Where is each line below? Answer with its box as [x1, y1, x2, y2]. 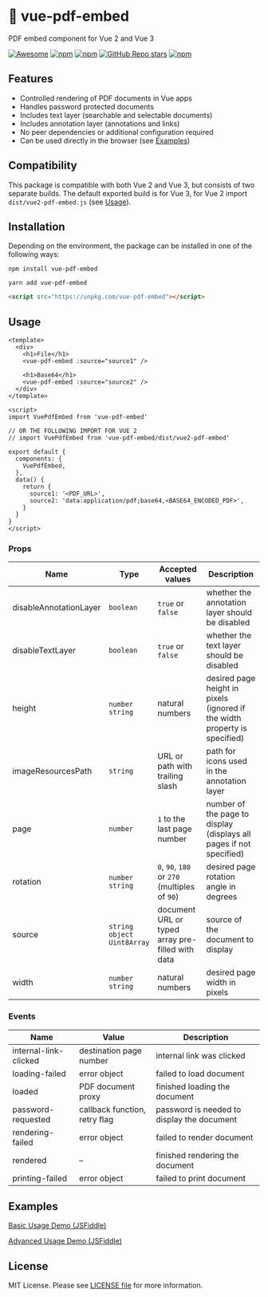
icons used [206, 755, 247, 767]
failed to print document [155, 1173, 246, 1184]
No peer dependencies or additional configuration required [19, 127, 214, 136]
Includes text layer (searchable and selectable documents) [19, 110, 213, 120]
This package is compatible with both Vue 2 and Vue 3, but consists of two [8, 179, 255, 190]
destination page [79, 1045, 142, 1056]
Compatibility [8, 159, 77, 172]
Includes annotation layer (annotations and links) [19, 119, 180, 128]
